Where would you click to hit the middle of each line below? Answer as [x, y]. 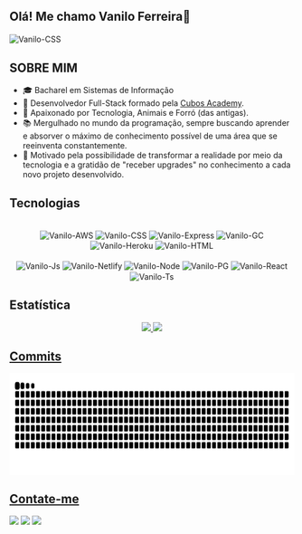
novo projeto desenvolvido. [73, 175]
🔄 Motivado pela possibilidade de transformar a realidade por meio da [152, 156]
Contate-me [44, 499]
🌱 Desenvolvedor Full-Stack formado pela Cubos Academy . [133, 103]
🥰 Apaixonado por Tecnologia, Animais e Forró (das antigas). [135, 113]
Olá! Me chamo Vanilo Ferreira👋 [100, 17]
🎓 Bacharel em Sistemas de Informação [98, 91]
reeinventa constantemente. [75, 146]
